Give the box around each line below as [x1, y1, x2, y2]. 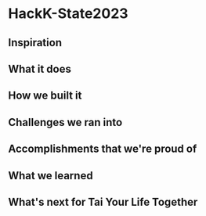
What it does [8, 62, 72, 75]
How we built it [8, 89, 82, 103]
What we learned [8, 169, 93, 182]
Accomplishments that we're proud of [8, 142, 197, 156]
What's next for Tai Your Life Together [8, 195, 198, 208]
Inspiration [8, 36, 63, 49]
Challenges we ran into [8, 115, 123, 129]
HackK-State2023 [8, 5, 128, 23]
